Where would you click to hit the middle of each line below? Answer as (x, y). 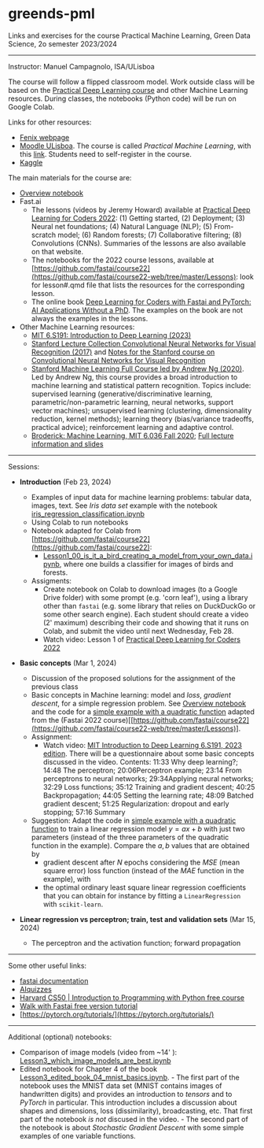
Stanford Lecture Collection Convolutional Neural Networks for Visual (143, 343)
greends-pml (52, 14)
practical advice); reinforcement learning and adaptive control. (132, 427)
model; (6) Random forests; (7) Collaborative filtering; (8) (150, 235)
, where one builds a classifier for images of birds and (146, 564)
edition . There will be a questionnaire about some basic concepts (148, 754)
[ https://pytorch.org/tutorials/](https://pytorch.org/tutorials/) (117, 1014)
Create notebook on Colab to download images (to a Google (140, 589)
